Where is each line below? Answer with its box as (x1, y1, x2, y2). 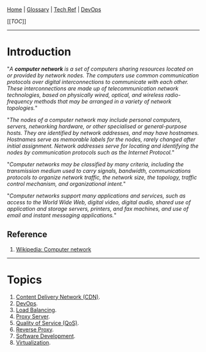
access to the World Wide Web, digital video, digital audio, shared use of (7, 198, 191, 205)
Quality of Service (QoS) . (15, 319, 79, 326)
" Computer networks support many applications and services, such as (7, 192, 186, 199)
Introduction (7, 45, 72, 59)
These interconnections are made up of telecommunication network (7, 85, 179, 92)
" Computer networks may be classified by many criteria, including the (7, 160, 184, 168)
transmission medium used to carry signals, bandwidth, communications (7, 167, 191, 174)
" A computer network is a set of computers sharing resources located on (7, 65, 194, 72)
